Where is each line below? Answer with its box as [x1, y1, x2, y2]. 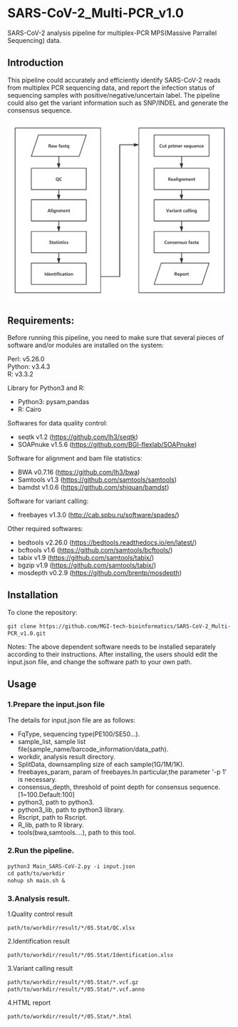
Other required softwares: [7, 525, 83, 533]
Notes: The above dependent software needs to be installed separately [7, 642, 216, 651]
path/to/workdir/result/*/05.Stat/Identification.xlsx [7, 951, 174, 959]
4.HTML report [7, 998, 51, 1007]
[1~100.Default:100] [17, 790, 75, 799]
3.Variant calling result [7, 964, 73, 973]
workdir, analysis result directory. [17, 752, 115, 760]
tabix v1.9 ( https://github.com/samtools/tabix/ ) [17, 554, 155, 562]
